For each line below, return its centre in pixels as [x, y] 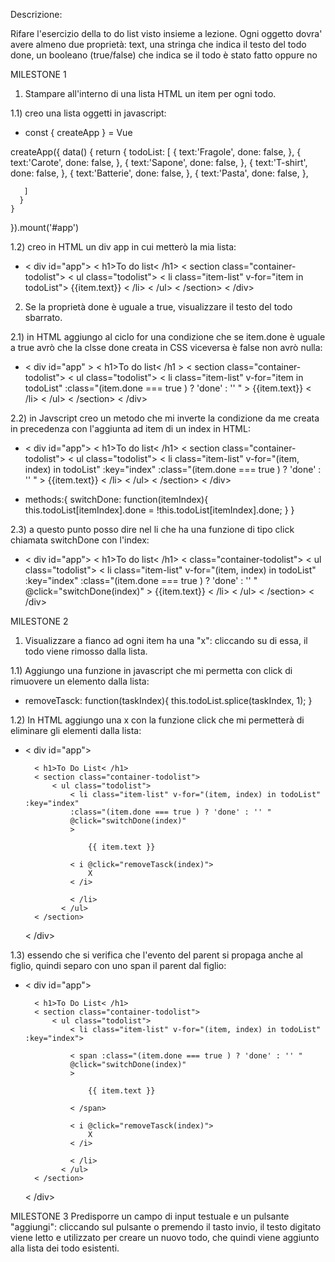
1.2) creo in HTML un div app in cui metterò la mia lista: [123, 247]
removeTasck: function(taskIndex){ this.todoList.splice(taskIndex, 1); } [168, 700]
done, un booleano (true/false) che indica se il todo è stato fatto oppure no [164, 55]
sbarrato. [43, 317]
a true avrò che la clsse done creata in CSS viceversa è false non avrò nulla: [166, 347]
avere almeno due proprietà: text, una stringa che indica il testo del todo [158, 44]
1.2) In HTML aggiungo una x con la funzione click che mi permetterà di [157, 720]
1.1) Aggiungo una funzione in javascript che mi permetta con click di [151, 670]
